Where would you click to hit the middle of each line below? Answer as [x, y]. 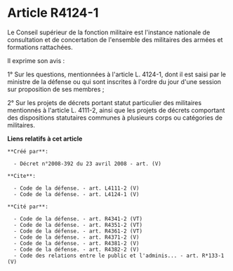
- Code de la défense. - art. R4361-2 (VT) [78, 231]
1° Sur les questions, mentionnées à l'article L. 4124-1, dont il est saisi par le [117, 74]
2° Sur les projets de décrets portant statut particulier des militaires [105, 102]
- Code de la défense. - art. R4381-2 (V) [76, 243]
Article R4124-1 [53, 13]
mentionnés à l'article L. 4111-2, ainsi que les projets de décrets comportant [116, 110]
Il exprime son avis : [36, 60]
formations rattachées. [40, 47]
